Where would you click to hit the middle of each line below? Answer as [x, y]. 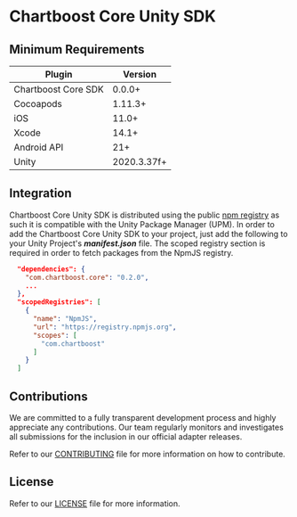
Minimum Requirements [77, 49]
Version [140, 74]
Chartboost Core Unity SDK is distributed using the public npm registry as [144, 215]
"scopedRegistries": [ [59, 302]
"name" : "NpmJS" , [65, 319]
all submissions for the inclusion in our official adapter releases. [126, 437]
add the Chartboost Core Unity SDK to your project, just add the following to [148, 234]
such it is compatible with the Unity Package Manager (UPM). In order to [142, 224]
